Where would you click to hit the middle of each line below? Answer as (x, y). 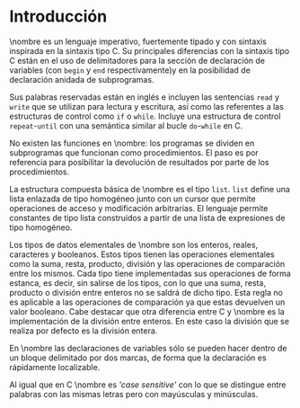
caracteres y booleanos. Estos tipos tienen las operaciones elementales (142, 254)
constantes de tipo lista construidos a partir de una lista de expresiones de (147, 217)
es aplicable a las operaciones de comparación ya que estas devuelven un (147, 302)
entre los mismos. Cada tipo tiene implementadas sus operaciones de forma (150, 273)
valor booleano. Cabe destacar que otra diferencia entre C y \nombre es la (147, 311)
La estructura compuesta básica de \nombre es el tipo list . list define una (150, 189)
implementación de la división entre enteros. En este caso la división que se (150, 321)
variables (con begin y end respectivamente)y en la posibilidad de (130, 70)
